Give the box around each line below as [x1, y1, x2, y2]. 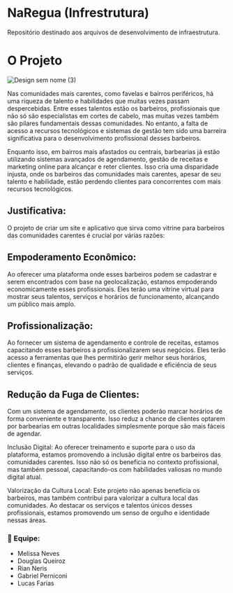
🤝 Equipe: [7, 533, 40, 543]
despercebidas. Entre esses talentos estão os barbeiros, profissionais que [7, 104, 220, 113]
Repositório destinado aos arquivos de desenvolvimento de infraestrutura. [7, 28, 220, 36]
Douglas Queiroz [17, 557, 66, 565]
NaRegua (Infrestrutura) [7, 5, 150, 21]
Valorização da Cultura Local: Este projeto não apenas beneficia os [7, 487, 200, 495]
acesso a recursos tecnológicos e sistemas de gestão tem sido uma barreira [7, 126, 227, 134]
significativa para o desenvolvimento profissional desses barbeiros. [7, 134, 202, 142]
